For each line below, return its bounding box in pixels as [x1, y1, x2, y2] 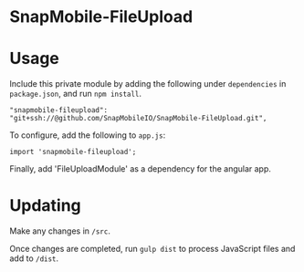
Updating [9, 195, 82, 216]
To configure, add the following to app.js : [9, 130, 166, 141]
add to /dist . [9, 253, 59, 264]
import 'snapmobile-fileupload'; [9, 148, 137, 157]
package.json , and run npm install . [9, 89, 142, 99]
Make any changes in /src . [9, 225, 111, 236]
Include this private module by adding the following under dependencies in [9, 78, 287, 89]
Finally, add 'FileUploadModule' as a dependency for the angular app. [9, 163, 272, 174]
